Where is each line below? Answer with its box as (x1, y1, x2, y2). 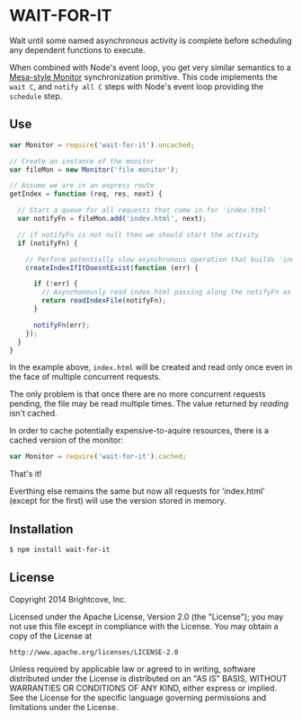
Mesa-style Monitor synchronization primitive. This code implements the (9, 71, 279, 82)
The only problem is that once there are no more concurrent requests (9, 389, 266, 400)
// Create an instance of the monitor (9, 156, 155, 166)
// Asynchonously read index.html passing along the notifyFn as (41, 288, 292, 297)
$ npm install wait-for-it (9, 545, 111, 555)
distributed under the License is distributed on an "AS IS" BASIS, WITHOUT (9, 672, 288, 683)
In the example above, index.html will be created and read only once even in (9, 362, 293, 373)
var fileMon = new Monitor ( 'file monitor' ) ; (9, 165, 179, 174)
